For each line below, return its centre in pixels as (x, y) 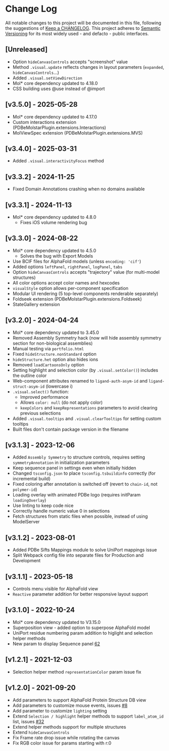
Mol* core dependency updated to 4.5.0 (54, 251)
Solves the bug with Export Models (57, 256)
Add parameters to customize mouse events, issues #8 (70, 705)
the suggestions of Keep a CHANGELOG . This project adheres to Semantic (83, 28)
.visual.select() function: (41, 391)
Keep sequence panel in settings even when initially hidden (74, 468)
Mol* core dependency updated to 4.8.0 (54, 217)
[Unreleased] (27, 49)
